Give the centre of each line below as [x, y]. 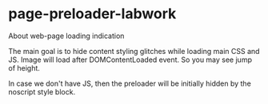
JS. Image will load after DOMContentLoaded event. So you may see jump [130, 60]
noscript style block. [42, 91]
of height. [24, 67]
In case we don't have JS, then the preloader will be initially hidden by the [130, 83]
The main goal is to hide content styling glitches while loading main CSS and [134, 51]
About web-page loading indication [66, 36]
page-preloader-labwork [92, 14]
